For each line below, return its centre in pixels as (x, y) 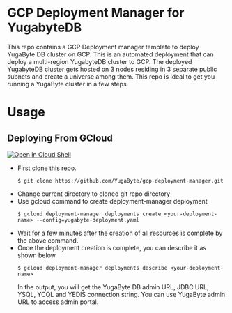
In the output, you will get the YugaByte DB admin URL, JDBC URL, (113, 287)
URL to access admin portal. (58, 302)
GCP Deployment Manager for (96, 13)
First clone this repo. (47, 168)
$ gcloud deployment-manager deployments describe (92, 268)
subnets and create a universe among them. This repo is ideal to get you (111, 76)
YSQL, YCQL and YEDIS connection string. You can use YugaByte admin (121, 294)
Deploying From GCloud (60, 138)
